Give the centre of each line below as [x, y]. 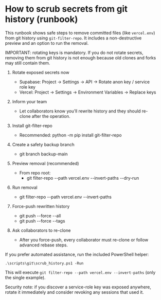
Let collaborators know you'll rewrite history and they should [80, 111]
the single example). [25, 277]
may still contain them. [27, 63]
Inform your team [29, 101]
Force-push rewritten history [41, 206]
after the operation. [51, 116]
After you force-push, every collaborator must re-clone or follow [84, 240]
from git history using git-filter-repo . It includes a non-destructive [73, 38]
